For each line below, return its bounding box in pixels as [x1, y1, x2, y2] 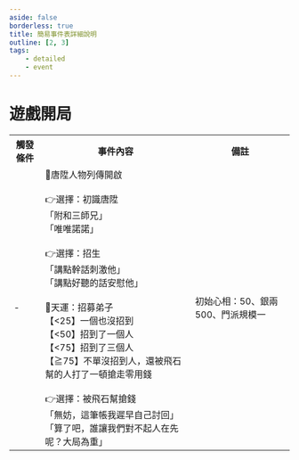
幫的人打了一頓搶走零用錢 [44, 367, 153, 380]
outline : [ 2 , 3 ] [9, 37, 69, 47]
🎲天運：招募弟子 [44, 300, 114, 313]
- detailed [25, 54, 66, 63]
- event [25, 63, 53, 72]
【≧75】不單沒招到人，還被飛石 [44, 354, 182, 366]
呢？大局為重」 [44, 435, 109, 448]
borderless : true [9, 21, 74, 30]
